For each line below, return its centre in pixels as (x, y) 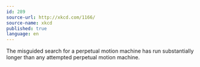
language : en (23, 34)
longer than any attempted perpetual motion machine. (73, 57)
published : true (27, 28)
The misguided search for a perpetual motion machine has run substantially (100, 51)
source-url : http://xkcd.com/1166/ (51, 17)
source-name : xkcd (29, 23)
